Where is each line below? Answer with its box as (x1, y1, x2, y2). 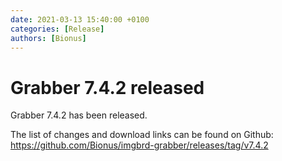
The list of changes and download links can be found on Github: (10, 129, 274, 141)
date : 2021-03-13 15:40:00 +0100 (10, 14, 150, 25)
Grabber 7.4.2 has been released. (10, 109, 148, 121)
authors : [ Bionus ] (10, 33, 87, 43)
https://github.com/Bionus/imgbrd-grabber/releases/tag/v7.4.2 (10, 139, 269, 151)
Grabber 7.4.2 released (10, 76, 205, 99)
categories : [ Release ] (10, 24, 105, 34)
